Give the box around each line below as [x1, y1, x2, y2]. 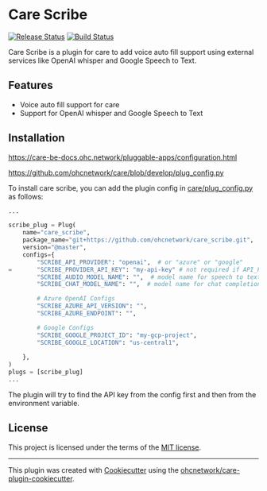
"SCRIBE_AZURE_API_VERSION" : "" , [37, 302, 148, 311]
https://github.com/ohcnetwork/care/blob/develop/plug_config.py [8, 168, 224, 177]
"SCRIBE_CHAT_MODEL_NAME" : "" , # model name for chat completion [37, 280, 261, 288]
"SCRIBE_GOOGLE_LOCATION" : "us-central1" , [37, 338, 180, 346]
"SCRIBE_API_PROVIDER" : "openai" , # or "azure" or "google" [37, 258, 244, 266]
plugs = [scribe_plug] [8, 368, 83, 377]
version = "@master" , [22, 244, 87, 252]
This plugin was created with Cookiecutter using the [8, 465, 179, 474]
